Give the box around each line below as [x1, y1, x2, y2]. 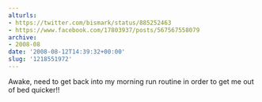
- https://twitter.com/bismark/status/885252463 [8, 19, 172, 27]
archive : [8, 33, 37, 42]
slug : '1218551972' [8, 56, 73, 64]
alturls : [8, 11, 37, 20]
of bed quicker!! [8, 85, 60, 94]
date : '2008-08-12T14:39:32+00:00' [8, 48, 126, 56]
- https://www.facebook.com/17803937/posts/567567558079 [8, 26, 200, 34]
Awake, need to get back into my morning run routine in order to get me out [8, 76, 255, 86]
